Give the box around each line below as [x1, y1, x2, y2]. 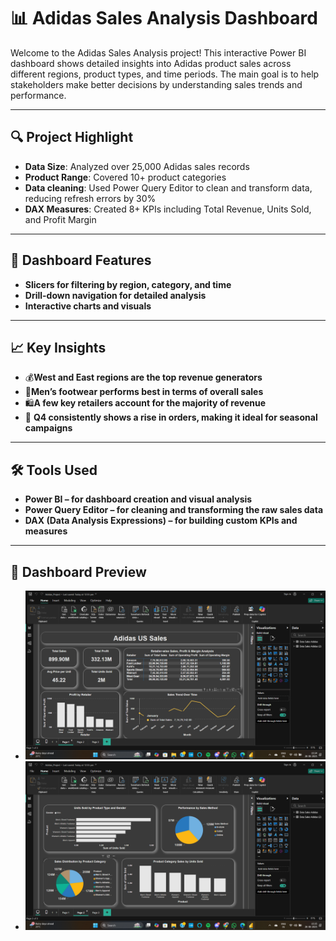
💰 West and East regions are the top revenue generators [24, 371, 263, 384]
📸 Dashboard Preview [10, 563, 147, 580]
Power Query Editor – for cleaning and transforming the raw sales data [24, 504, 324, 516]
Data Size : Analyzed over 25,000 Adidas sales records [24, 160, 250, 172]
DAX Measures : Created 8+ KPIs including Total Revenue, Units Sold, [24, 203, 312, 215]
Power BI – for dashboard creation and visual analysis [24, 493, 253, 505]
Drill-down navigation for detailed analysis [24, 289, 207, 301]
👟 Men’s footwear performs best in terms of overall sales [24, 386, 264, 398]
